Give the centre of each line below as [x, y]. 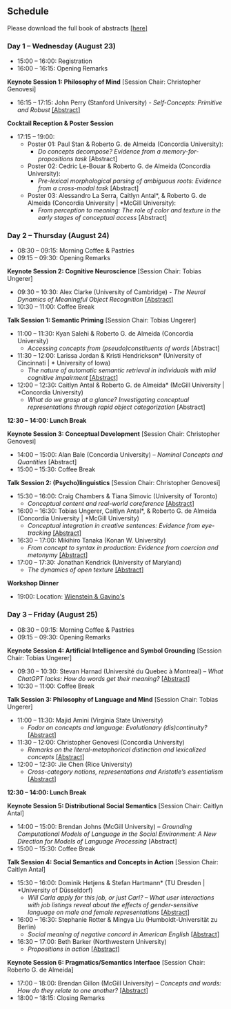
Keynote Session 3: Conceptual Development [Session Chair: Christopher [114, 434]
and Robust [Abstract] [49, 110]
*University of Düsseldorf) [55, 890]
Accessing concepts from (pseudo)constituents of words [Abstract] [123, 348]
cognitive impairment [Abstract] [73, 378]
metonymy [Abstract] [58, 555]
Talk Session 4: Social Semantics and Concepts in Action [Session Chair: [113, 862]
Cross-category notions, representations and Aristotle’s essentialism [125, 772]
